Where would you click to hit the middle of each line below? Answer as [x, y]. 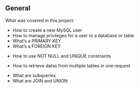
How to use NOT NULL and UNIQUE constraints [62, 56]
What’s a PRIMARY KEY [37, 41]
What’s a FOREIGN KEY [37, 46]
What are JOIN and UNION [40, 80]
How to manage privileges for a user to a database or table [73, 35]
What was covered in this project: [40, 20]
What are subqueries [34, 75]
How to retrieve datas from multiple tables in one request [71, 65]
